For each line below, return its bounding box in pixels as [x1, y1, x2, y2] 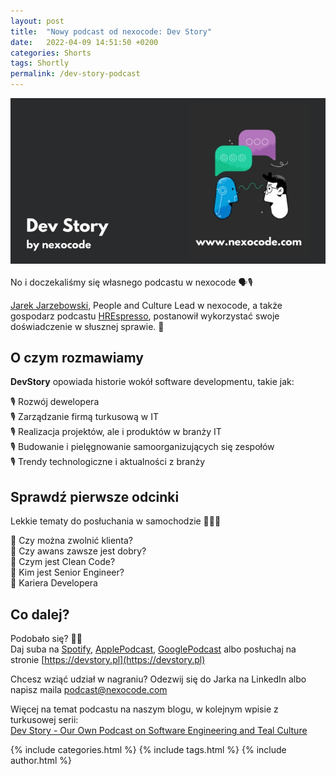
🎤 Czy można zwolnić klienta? [10, 535, 134, 547]
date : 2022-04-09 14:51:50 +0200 [10, 37, 159, 47]
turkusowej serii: [10, 714, 79, 726]
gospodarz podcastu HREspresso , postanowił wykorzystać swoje [10, 310, 280, 322]
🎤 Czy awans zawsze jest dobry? [10, 545, 147, 557]
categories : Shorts [10, 48, 92, 58]
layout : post [10, 16, 65, 26]
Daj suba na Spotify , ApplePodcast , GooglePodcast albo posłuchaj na [10, 643, 297, 655]
